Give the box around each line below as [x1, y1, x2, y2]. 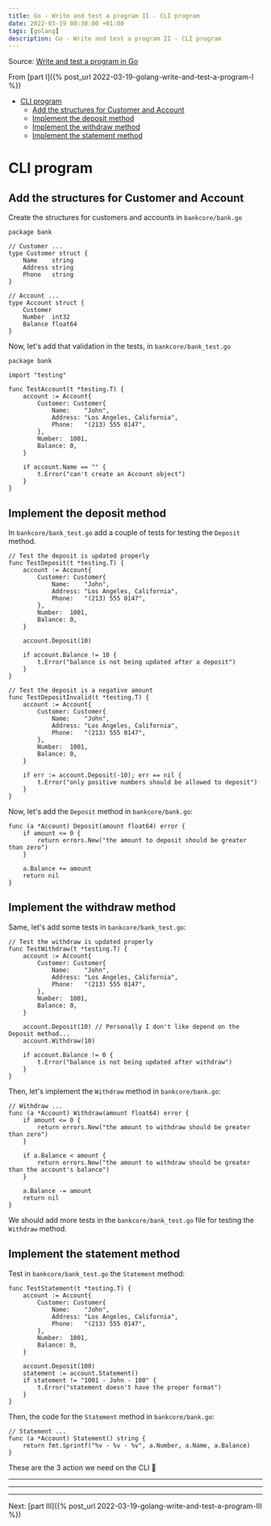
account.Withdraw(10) [23, 1036, 95, 1045]
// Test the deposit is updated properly [8, 552, 150, 560]
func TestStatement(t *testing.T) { [8, 1284, 131, 1292]
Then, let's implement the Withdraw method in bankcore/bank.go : [8, 1086, 221, 1096]
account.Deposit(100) [23, 1362, 95, 1370]
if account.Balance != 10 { [23, 651, 117, 660]
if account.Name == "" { [23, 463, 106, 471]
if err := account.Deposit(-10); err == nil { [23, 771, 182, 780]
